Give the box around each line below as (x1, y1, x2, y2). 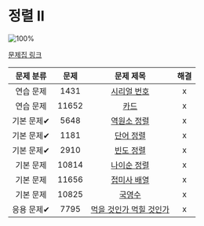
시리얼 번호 (111, 86, 150, 97)
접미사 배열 (111, 174, 150, 185)
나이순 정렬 (111, 159, 150, 170)
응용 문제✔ (12, 204, 50, 215)
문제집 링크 (8, 50, 42, 59)
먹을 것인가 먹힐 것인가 (90, 204, 170, 215)
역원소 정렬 (111, 115, 150, 126)
